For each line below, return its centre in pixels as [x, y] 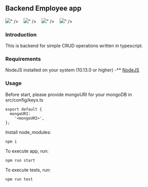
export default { [24, 109]
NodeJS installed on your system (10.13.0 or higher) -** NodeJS [72, 70]
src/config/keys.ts [24, 100]
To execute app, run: [27, 151]
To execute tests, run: [28, 170]
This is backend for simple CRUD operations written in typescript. [74, 46]
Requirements [23, 59]
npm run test [19, 179]
